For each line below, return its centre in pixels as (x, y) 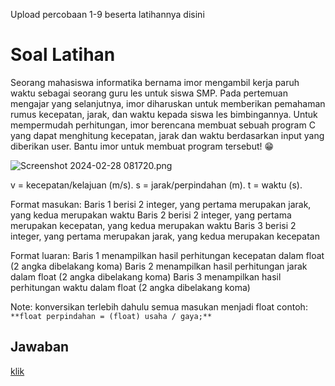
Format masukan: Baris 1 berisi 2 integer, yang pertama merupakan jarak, (161, 204)
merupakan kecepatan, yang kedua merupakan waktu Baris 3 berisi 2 (153, 225)
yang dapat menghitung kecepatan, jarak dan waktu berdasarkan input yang (167, 135)
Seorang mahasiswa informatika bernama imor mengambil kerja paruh (155, 82)
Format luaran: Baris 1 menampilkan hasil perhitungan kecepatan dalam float (167, 255)
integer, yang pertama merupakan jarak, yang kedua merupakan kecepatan (165, 236)
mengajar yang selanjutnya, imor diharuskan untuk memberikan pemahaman (168, 103)
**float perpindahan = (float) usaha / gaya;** (111, 316)
